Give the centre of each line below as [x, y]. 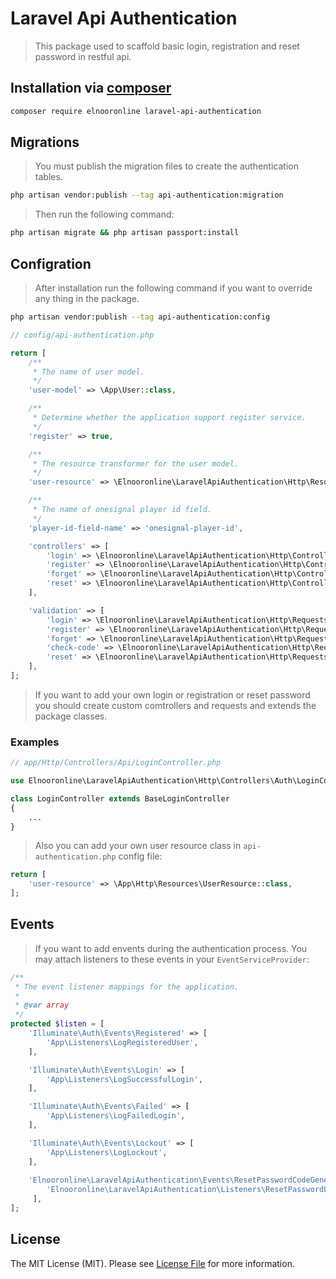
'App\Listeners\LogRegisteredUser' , [122, 1042]
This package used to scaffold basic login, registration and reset [167, 46]
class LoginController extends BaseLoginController [120, 798]
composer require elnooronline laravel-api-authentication [136, 111]
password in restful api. [83, 56]
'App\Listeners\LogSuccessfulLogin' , [124, 1079]
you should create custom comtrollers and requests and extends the [175, 705]
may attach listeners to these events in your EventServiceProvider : [172, 959]
